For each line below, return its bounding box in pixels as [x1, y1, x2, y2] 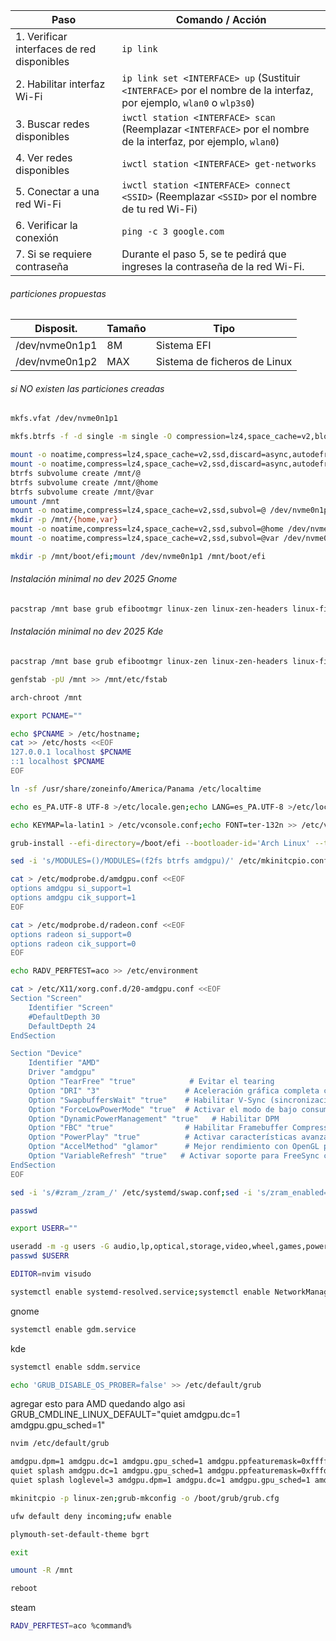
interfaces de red [15, 42, 97, 56]
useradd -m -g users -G [10, 1242, 110, 1252]
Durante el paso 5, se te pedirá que [121, 247, 287, 261]
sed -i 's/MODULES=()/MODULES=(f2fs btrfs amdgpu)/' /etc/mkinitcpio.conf [10, 856, 329, 866]
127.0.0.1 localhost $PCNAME [10, 747, 132, 758]
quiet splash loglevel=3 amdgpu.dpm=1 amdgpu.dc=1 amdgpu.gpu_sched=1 [10, 1475, 311, 1486]
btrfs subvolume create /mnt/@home [10, 477, 159, 488]
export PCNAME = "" [10, 710, 83, 721]
